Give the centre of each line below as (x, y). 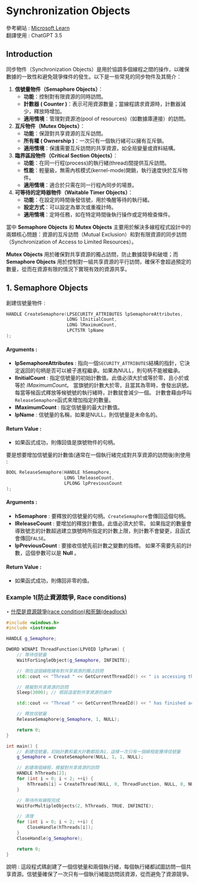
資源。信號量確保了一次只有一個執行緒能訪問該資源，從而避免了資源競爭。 (101, 874)
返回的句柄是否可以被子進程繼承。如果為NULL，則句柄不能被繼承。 (102, 370)
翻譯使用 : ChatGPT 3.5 (34, 35)
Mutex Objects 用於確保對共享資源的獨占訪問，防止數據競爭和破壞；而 (92, 254)
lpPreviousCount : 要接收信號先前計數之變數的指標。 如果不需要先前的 (100, 546)
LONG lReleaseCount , (89, 478)
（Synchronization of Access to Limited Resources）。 (72, 242)
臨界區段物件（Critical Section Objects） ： (66, 155)
